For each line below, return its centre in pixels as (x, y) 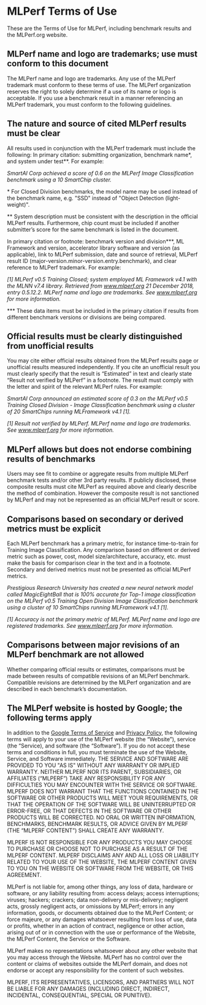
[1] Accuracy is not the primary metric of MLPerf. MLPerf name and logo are (104, 619)
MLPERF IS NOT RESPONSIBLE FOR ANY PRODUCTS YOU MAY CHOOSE (100, 842)
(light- (173, 198)
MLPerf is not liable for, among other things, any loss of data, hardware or (100, 887)
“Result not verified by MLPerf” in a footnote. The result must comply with (100, 380)
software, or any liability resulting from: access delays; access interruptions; (103, 893)
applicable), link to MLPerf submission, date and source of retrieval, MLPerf (102, 254)
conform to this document (58, 63)
